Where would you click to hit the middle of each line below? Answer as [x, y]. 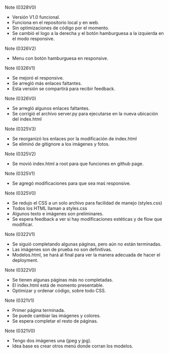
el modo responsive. [33, 38]
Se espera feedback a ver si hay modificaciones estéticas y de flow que [87, 219]
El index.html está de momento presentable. [58, 285]
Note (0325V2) [20, 154]
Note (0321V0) [20, 331]
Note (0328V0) [20, 7]
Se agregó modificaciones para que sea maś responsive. [71, 183]
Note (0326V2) [20, 48]
